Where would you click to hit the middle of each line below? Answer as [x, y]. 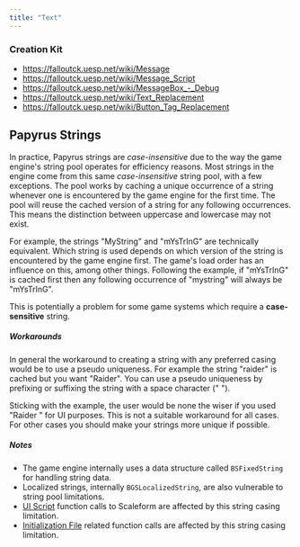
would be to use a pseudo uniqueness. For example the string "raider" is [143, 369]
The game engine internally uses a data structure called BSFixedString [153, 468]
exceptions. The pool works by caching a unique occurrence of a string [141, 185]
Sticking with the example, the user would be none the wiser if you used [143, 405]
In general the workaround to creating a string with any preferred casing [143, 359]
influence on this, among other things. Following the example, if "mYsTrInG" [149, 270]
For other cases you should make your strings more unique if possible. [140, 425]
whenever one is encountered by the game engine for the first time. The [142, 195]
